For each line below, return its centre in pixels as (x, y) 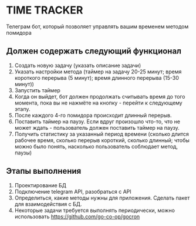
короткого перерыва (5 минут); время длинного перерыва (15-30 (97, 77)
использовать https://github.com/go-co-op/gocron (77, 216)
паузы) (23, 153)
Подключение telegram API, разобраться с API (73, 191)
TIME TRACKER (45, 10)
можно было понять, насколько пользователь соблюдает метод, (96, 146)
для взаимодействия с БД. (48, 204)
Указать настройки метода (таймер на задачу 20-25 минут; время (98, 72)
